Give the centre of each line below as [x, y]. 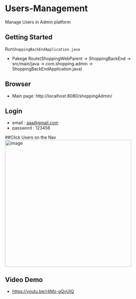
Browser [18, 84]
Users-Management [46, 9]
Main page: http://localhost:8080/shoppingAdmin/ [62, 96]
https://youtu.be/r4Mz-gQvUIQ [43, 291]
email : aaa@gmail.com [35, 123]
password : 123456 [31, 128]
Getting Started [29, 37]
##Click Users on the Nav [31, 137]
